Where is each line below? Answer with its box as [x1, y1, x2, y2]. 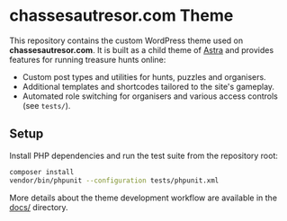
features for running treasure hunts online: [9, 54, 166, 65]
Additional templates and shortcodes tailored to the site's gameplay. [22, 81, 275, 92]
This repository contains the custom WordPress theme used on [9, 35, 244, 46]
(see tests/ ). [22, 100, 71, 110]
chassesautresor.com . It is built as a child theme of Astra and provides [9, 44, 274, 55]
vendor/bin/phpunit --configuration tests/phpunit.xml [9, 176, 220, 185]
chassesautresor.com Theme [9, 5, 234, 26]
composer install [9, 167, 75, 176]
